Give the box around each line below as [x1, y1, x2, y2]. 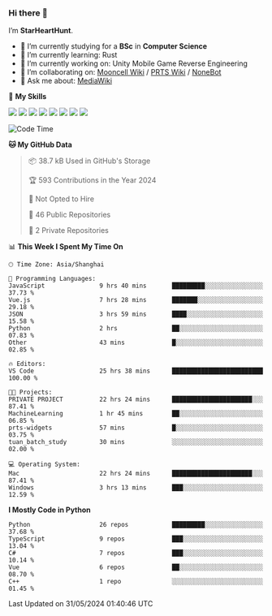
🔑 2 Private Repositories [28, 226, 110, 235]
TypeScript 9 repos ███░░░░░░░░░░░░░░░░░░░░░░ [8, 535, 264, 543]
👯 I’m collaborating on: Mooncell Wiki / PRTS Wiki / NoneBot [19, 67, 222, 77]
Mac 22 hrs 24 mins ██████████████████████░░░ [8, 470, 264, 478]
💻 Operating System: [8, 460, 81, 469]
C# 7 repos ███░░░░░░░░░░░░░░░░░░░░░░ [8, 549, 264, 558]
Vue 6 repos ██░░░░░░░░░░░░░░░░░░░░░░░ [8, 563, 264, 571]
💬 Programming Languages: [8, 275, 96, 283]
